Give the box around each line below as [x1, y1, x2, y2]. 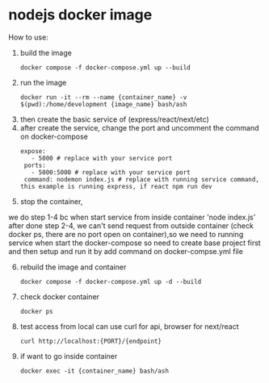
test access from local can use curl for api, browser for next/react [19, 321, 239, 331]
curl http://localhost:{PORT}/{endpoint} [19, 337, 162, 345]
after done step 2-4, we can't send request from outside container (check [8, 220, 254, 231]
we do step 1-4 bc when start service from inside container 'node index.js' [8, 212, 256, 222]
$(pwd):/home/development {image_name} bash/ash [19, 100, 187, 108]
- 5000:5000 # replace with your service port [31, 168, 191, 177]
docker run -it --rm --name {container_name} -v [19, 93, 187, 102]
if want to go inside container [19, 351, 118, 360]
